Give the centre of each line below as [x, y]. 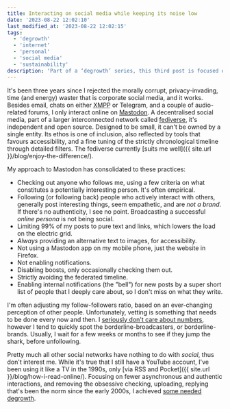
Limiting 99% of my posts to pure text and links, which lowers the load [116, 226]
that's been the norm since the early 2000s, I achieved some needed [104, 391]
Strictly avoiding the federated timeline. [73, 277]
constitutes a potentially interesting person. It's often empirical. [106, 190]
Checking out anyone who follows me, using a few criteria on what [111, 182]
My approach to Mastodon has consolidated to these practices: [97, 169]
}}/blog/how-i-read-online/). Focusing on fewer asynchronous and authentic [115, 376]
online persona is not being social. [65, 219]
